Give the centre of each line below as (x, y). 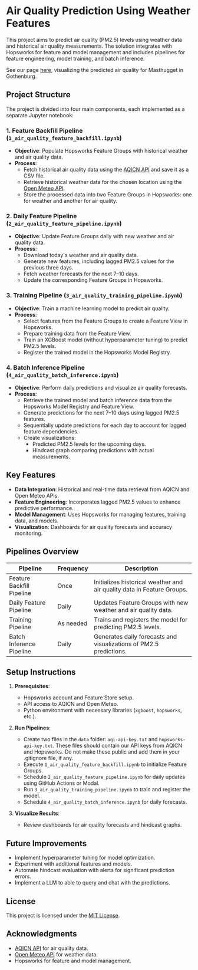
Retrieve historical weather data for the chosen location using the (103, 182)
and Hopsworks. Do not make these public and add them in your (101, 752)
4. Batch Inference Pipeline (46, 367)
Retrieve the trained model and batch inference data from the (98, 400)
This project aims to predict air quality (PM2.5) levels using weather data (94, 40)
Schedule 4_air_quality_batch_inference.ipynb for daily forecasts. (105, 802)
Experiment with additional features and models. (73, 864)
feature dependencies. (51, 431)
